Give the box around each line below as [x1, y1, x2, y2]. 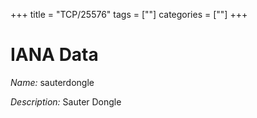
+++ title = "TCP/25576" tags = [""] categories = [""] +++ [10, 9, 248, 20]
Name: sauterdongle [10, 76, 95, 88]
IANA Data [10, 44, 99, 66]
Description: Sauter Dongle [10, 95, 122, 108]
